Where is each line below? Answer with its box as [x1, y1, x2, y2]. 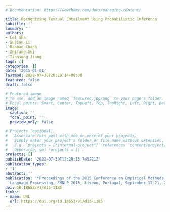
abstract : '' [5, 171, 33, 176]
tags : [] [5, 59, 24, 64]
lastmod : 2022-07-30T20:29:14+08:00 [5, 73, 82, 78]
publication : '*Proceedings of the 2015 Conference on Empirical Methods [5, 175, 164, 181]
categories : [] [5, 64, 37, 69]
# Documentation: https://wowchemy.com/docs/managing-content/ [5, 7, 142, 13]
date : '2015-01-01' [5, 68, 47, 73]
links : [5, 190, 19, 195]
